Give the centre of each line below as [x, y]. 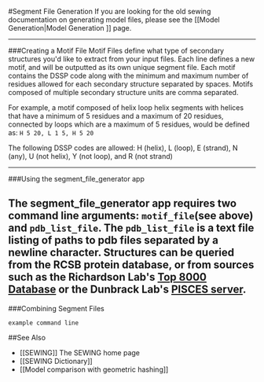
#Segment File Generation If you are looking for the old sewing [110, 11]
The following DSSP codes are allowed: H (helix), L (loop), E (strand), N [123, 148]
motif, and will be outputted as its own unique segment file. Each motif [122, 67]
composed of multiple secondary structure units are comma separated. [123, 92]
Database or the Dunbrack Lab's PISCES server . [127, 290]
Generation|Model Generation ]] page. [70, 28]
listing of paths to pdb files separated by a [113, 240]
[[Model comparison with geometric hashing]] [94, 369]
